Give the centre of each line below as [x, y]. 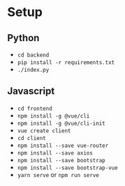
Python [23, 38]
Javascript [31, 91]
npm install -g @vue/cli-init [61, 123]
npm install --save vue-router [63, 146]
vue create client [44, 131]
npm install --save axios [55, 153]
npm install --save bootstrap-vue [67, 168]
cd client [32, 138]
